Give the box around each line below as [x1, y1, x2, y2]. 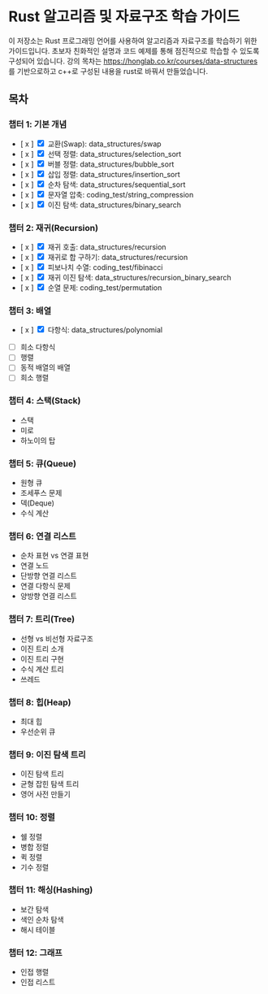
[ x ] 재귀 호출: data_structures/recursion [19, 241, 166, 252]
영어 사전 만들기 [19, 789, 71, 799]
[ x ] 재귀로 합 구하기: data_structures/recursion [19, 252, 188, 262]
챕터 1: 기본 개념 [8, 119, 67, 130]
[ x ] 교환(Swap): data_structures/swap [19, 139, 162, 149]
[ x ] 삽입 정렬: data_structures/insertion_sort [19, 169, 180, 179]
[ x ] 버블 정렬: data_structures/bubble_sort [19, 159, 175, 169]
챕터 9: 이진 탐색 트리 [8, 749, 86, 760]
